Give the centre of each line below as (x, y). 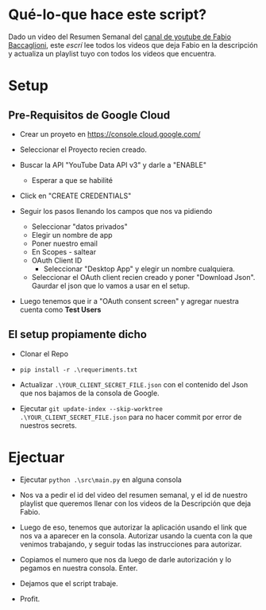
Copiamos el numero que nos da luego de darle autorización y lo (125, 559)
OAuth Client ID (57, 260)
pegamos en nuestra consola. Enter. (79, 568)
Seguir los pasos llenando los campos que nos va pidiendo (116, 211)
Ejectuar (37, 457)
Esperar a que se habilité (72, 180)
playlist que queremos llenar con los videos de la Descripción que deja (135, 503)
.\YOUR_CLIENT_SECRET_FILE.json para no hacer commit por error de (131, 417)
